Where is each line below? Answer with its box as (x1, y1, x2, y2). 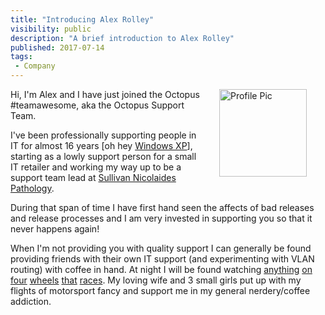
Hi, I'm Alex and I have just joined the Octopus (10, 89, 200, 100)
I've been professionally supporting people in (10, 129, 197, 141)
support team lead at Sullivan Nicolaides (10, 172, 177, 183)
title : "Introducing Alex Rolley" (10, 14, 155, 25)
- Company (14, 61, 56, 71)
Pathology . (10, 182, 55, 194)
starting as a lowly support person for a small (10, 151, 197, 162)
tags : (10, 52, 33, 62)
